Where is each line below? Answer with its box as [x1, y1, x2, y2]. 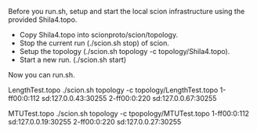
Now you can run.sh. [8, 70, 76, 79]
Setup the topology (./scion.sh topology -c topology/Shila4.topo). [19, 47, 230, 56]
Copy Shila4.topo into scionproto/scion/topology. [19, 31, 179, 39]
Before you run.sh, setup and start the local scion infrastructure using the [8, 7, 245, 16]
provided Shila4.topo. [8, 15, 78, 24]
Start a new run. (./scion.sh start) [19, 55, 127, 64]
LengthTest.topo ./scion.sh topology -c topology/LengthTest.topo [8, 85, 219, 95]
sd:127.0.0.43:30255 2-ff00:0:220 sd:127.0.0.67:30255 [42, 94, 217, 102]
